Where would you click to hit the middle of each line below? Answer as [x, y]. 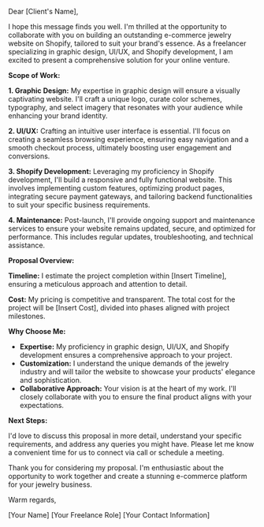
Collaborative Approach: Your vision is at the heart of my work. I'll [128, 388]
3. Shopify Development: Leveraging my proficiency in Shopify [111, 171]
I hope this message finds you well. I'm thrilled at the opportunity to [117, 26]
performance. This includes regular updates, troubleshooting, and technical [131, 237]
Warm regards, [32, 500]
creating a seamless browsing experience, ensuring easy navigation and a [128, 139]
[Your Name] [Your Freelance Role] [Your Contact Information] [109, 515]
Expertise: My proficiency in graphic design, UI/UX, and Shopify [125, 347]
